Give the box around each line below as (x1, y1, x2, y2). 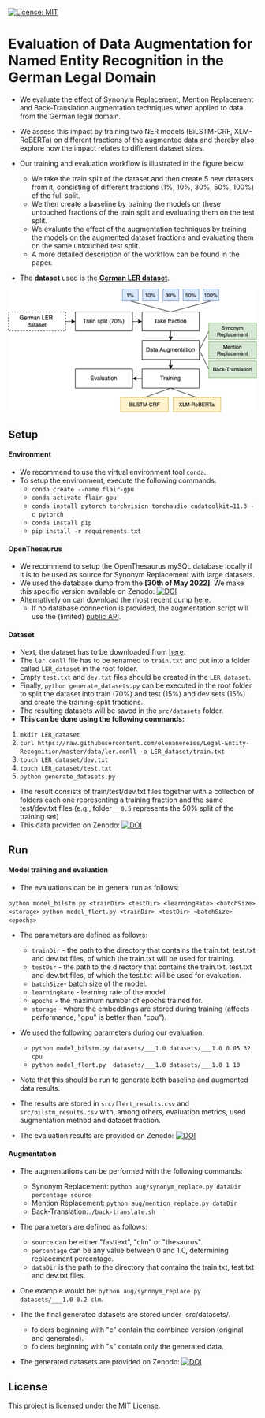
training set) (19, 812, 59, 822)
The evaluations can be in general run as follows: (19, 883, 180, 893)
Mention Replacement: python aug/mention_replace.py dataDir (31, 1199, 238, 1208)
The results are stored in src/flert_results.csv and (19, 1099, 189, 1108)
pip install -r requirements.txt (31, 528, 142, 535)
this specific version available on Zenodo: (19, 587, 155, 596)
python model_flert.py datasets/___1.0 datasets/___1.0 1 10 (31, 1062, 241, 1069)
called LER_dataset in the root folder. (19, 664, 138, 674)
